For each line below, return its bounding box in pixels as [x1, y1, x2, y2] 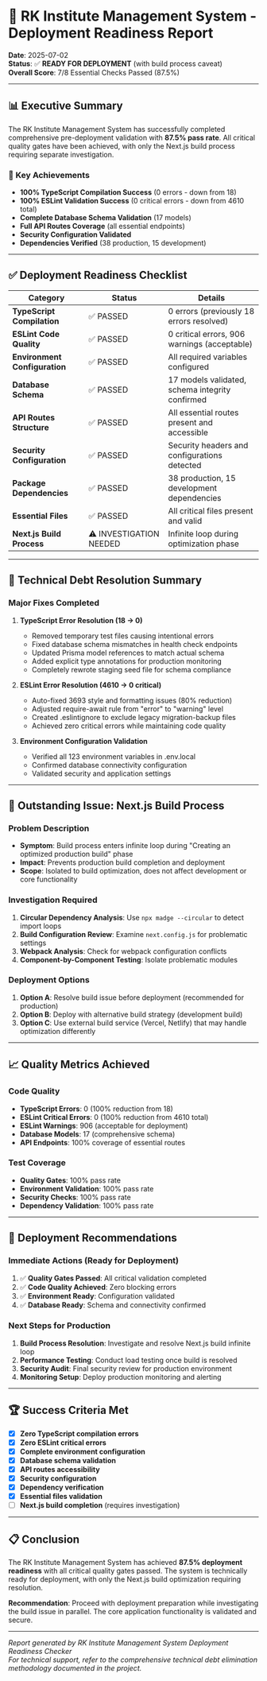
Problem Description [8, 823, 90, 834]
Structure [12, 421, 49, 432]
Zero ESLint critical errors [19, 1438, 107, 1447]
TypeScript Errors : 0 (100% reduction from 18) [19, 1104, 173, 1114]
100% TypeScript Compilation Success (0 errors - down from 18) [19, 188, 237, 197]
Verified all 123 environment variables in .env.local [31, 751, 196, 761]
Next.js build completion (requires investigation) [19, 1501, 180, 1510]
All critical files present [168, 505, 253, 516]
